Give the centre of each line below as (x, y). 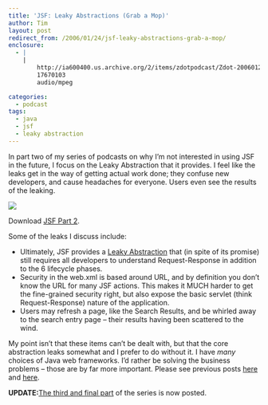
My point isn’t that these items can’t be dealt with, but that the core (118, 343)
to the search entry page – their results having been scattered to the (132, 319)
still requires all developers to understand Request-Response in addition (138, 260)
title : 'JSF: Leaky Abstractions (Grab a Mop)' (89, 16)
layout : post (30, 30)
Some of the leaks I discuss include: (67, 236)
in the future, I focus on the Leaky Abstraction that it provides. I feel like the (132, 165)
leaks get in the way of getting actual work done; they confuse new (119, 173)
